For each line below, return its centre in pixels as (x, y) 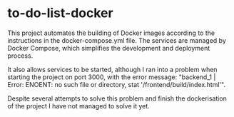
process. (20, 56)
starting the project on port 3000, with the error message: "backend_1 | (112, 77)
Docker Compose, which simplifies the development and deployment (109, 48)
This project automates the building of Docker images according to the (111, 33)
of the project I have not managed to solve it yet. (78, 106)
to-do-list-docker (60, 13)
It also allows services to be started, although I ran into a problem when (112, 69)
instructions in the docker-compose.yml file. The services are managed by (117, 40)
